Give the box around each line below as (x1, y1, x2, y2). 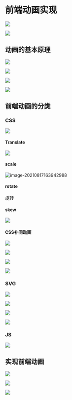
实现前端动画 (5, 358, 44, 366)
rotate (5, 183, 18, 189)
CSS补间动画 (5, 229, 32, 235)
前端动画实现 (5, 4, 58, 16)
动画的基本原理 (5, 45, 51, 54)
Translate (5, 139, 25, 145)
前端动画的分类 (5, 102, 51, 110)
